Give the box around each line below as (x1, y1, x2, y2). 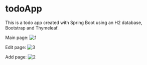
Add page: (5, 53, 27, 60)
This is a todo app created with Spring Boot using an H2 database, (5, 19, 142, 25)
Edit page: (5, 44, 27, 50)
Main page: (5, 34, 29, 40)
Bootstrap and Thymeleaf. (5, 24, 59, 30)
